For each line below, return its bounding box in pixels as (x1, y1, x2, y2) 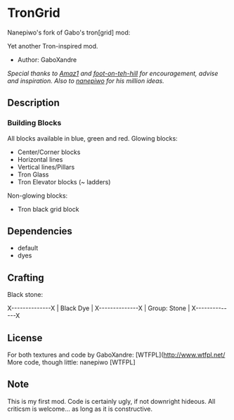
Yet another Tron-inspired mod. (7, 42, 98, 50)
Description (7, 97, 60, 109)
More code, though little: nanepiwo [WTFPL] (7, 358, 136, 367)
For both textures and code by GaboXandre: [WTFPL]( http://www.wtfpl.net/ (7, 350, 226, 359)
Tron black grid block (17, 205, 79, 213)
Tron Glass (17, 170, 49, 179)
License (7, 332, 43, 344)
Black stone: (7, 291, 44, 299)
